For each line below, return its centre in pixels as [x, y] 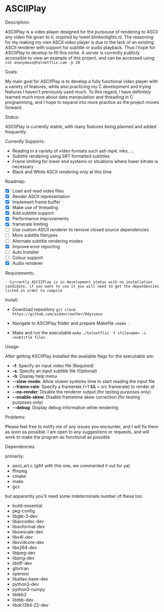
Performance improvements [41, 219]
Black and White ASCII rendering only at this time [62, 172]
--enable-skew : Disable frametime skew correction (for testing [76, 397]
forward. [14, 107]
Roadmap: [15, 181]
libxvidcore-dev [28, 542]
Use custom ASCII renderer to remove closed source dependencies [81, 230]
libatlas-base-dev [30, 579]
